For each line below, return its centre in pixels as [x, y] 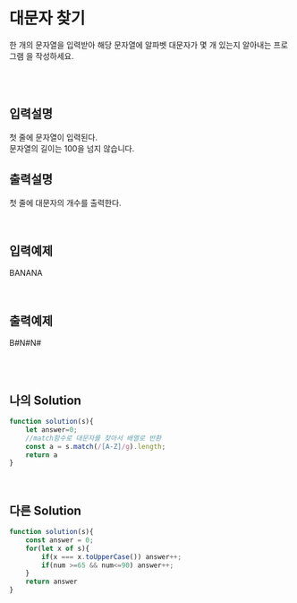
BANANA [26, 273]
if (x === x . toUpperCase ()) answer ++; [111, 556]
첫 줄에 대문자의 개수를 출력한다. [66, 202]
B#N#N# [25, 343]
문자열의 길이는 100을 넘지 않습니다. [72, 148]
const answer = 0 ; [59, 540]
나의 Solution [46, 400]
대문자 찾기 [47, 18]
